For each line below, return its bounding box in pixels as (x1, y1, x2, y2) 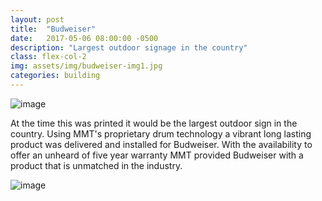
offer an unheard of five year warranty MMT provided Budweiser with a (10, 149, 304, 161)
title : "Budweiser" (10, 24, 97, 34)
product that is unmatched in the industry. (10, 159, 183, 171)
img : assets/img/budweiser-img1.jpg (10, 61, 163, 71)
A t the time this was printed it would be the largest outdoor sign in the (10, 117, 298, 129)
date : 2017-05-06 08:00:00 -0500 (10, 33, 159, 43)
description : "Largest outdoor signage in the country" (10, 42, 248, 53)
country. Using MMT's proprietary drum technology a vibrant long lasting (10, 127, 312, 140)
